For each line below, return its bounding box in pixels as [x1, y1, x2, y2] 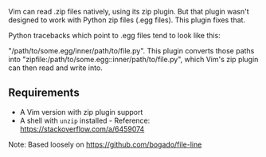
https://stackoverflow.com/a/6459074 [19, 124, 145, 134]
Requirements [8, 86, 80, 100]
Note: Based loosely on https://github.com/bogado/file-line [8, 139, 202, 149]
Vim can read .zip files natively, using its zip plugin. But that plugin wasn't [8, 7, 249, 16]
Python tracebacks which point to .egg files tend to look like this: [8, 31, 221, 40]
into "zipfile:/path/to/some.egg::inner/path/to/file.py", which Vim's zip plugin [8, 55, 259, 64]
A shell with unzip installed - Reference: [19, 116, 151, 125]
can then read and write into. [8, 63, 104, 73]
